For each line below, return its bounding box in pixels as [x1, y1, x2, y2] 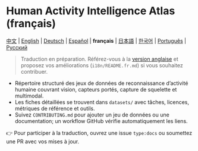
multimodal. [14, 92, 44, 99]
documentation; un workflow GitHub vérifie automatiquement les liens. [14, 117, 188, 124]
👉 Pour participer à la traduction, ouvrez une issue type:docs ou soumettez [6, 129, 192, 136]
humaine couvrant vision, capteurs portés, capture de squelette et [14, 86, 177, 93]
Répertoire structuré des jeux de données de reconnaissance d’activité [14, 79, 188, 87]
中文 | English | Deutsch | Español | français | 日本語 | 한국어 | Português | [6, 37, 186, 44]
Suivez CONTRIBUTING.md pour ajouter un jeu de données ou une [14, 111, 169, 118]
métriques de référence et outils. [14, 105, 95, 112]
